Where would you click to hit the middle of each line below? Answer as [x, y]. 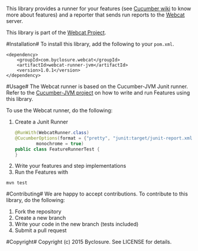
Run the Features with [41, 172]
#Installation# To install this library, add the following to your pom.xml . [90, 44]
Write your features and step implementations [70, 166]
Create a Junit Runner [41, 122]
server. [15, 21]
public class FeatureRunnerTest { [57, 149]
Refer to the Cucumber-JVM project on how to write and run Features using [98, 93]
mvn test [17, 183]
